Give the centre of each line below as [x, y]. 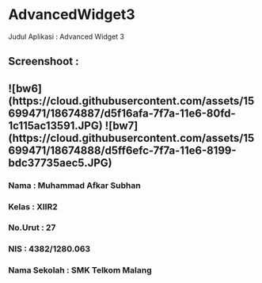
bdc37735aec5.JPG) [60, 163]
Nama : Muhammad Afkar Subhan [74, 185]
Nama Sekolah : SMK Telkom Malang [80, 270]
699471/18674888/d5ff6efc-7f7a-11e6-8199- [122, 150]
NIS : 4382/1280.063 [49, 249]
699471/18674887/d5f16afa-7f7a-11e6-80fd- [122, 113]
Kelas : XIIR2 [33, 206]
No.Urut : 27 [32, 228]
